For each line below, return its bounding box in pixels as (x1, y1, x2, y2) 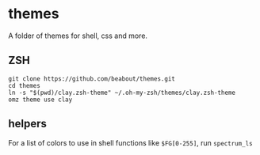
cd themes (8, 81, 41, 89)
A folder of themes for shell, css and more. (8, 31, 148, 40)
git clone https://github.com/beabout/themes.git (8, 74, 176, 83)
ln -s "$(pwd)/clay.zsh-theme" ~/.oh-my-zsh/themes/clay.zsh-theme (8, 89, 236, 96)
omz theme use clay (8, 96, 73, 104)
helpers (8, 117, 48, 130)
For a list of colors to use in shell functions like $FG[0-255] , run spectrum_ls (8, 138, 253, 147)
